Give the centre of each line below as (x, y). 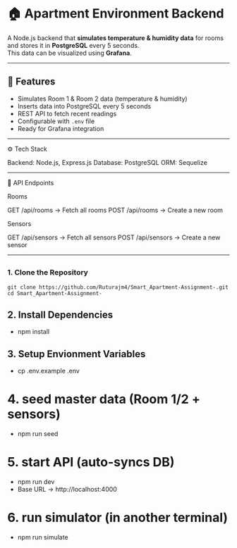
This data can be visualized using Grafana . (69, 53)
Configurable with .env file (56, 121)
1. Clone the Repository (48, 273)
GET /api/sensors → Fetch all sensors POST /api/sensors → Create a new (114, 237)
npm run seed (38, 434)
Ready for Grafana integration (61, 128)
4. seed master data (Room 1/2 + (104, 399)
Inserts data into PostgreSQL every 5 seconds (84, 106)
